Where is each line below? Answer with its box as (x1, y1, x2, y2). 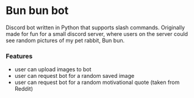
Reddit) (14, 85, 33, 93)
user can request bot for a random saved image (14, 72, 135, 80)
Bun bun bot (5, 4, 69, 18)
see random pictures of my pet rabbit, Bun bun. (5, 37, 125, 44)
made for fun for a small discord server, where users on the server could (5, 30, 189, 37)
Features (5, 52, 33, 60)
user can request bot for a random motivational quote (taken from (14, 79, 180, 86)
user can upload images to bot (14, 66, 92, 73)
